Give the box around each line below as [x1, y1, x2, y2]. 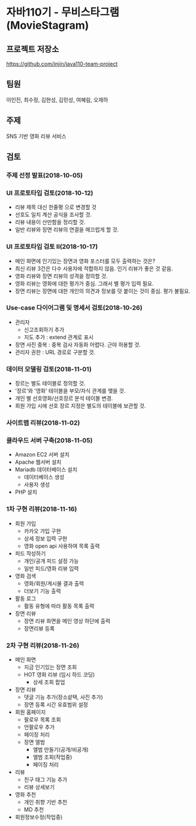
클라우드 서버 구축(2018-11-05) [6, 436, 93, 444]
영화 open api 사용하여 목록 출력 [23, 542, 100, 549]
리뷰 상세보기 [23, 783, 55, 791]
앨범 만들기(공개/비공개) [32, 746, 89, 753]
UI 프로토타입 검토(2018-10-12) [6, 188, 94, 197]
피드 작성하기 [14, 549, 46, 557]
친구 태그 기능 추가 [23, 776, 68, 783]
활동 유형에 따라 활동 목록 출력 [23, 602, 95, 609]
